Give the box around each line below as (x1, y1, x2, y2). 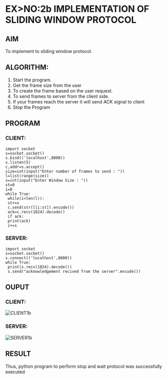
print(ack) (7, 218, 31, 223)
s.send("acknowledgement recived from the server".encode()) (7, 269, 141, 274)
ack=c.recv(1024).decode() (7, 209, 66, 214)
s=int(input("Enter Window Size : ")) (5, 178, 88, 183)
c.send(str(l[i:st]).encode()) (7, 204, 74, 210)
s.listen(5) (5, 160, 31, 165)
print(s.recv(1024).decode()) (7, 264, 72, 269)
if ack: (7, 214, 24, 219)
